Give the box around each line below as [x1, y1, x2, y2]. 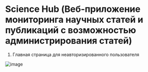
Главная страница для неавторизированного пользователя [12, 51, 139, 58]
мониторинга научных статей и [5, 14, 143, 25]
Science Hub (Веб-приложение [5, 3, 141, 15]
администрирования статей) [5, 35, 132, 47]
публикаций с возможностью [5, 25, 136, 36]
